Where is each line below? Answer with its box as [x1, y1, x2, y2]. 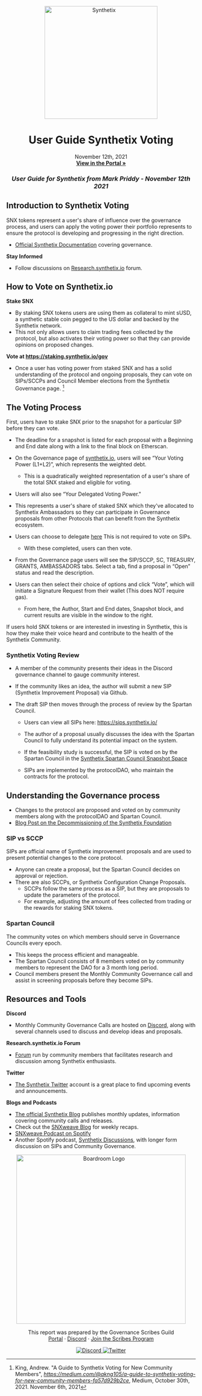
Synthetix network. [14, 322, 62, 329]
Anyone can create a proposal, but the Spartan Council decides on [14, 866, 180, 873]
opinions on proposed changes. [14, 341, 94, 348]
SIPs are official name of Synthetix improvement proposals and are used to [6, 848, 192, 855]
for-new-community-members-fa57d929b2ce [14, 1377, 129, 1384]
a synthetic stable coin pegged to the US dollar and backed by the [14, 316, 179, 323]
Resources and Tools [6, 994, 87, 1004]
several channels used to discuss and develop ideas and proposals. [14, 1028, 183, 1035]
